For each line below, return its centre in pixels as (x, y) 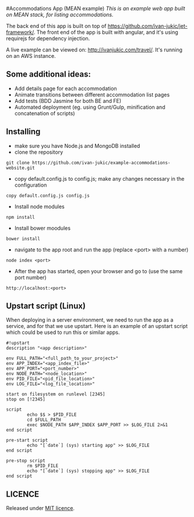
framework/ (20, 32)
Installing (23, 132)
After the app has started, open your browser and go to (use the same (98, 271)
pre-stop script (26, 461)
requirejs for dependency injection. (48, 38)
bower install (23, 239)
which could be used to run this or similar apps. (63, 332)
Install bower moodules (43, 228)
